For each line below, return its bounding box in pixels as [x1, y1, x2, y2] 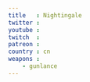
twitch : [8, 33, 41, 41]
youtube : [8, 26, 41, 34]
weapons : [8, 55, 41, 63]
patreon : [8, 41, 41, 48]
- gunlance [22, 62, 58, 70]
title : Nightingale [8, 11, 82, 20]
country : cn [8, 48, 51, 55]
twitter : [8, 19, 41, 27]
